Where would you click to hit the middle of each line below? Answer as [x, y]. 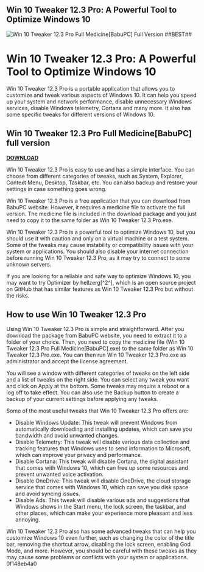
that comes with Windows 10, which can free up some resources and [102, 468]
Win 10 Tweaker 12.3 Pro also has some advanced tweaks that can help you [101, 531]
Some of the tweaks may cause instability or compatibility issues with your [100, 245]
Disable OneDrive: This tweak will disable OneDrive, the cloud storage [103, 481]
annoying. [28, 520]
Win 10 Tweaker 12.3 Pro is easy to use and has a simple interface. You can [100, 169]
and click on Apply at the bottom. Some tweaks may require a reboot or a [98, 386]
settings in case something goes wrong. [56, 189]
